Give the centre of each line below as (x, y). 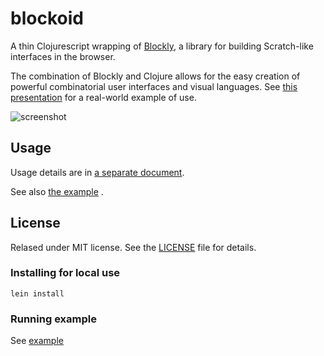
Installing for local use (65, 273)
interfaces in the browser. (63, 56)
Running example (53, 319)
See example (37, 341)
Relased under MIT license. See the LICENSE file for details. (133, 247)
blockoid (47, 18)
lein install (37, 293)
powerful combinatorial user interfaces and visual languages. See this (154, 86)
